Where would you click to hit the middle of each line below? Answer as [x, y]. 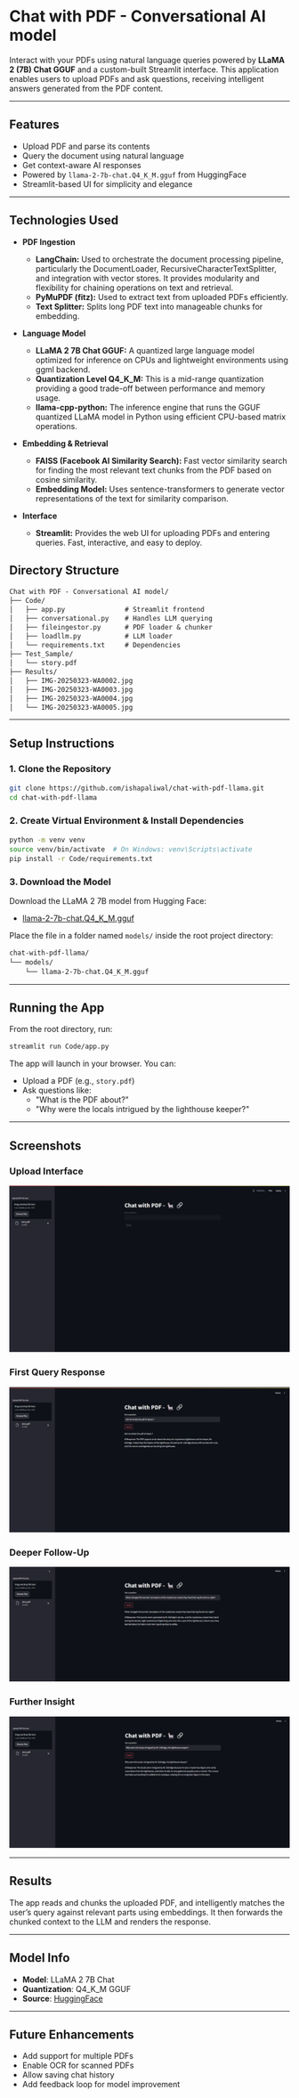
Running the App [57, 1008]
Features [34, 125]
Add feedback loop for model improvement [101, 2085]
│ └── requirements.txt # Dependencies [95, 646]
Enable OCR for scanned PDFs [78, 2065]
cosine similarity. [66, 479]
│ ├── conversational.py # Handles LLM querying [111, 619]
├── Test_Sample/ [41, 655]
